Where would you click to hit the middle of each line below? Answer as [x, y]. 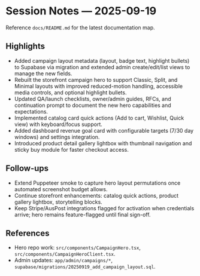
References [28, 233]
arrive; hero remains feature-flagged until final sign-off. [82, 214]
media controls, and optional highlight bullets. [70, 92]
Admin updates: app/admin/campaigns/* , [63, 260]
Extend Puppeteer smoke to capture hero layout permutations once [97, 183]
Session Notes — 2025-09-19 [81, 11]
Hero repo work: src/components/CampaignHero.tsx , [78, 248]
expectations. [31, 111]
